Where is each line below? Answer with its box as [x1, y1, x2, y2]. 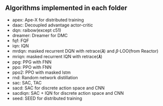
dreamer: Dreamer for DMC [12, 32, 68, 38]
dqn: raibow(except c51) [12, 27, 61, 33]
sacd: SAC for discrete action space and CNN [12, 85, 105, 91]
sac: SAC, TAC [12, 80, 42, 85]
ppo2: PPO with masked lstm [12, 69, 71, 75]
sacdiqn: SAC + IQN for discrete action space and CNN [12, 90, 124, 96]
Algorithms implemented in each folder [5, 4, 128, 12]
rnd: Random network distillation [12, 74, 78, 80]
